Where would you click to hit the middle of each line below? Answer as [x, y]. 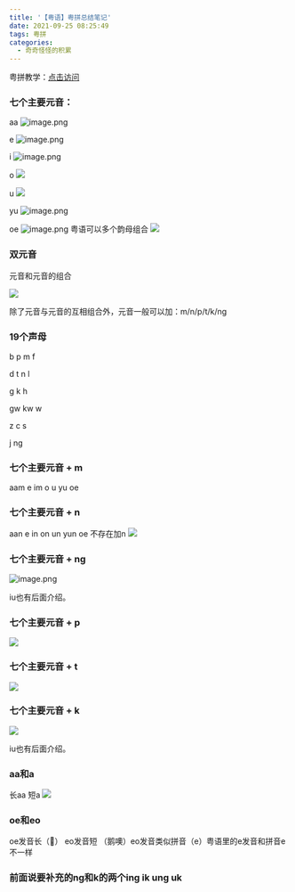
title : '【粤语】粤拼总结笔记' [60, 17]
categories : [31, 42]
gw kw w [26, 409]
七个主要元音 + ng [48, 559]
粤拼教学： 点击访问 [44, 78]
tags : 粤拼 [28, 34]
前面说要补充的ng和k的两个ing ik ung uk [96, 878]
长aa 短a [25, 795]
